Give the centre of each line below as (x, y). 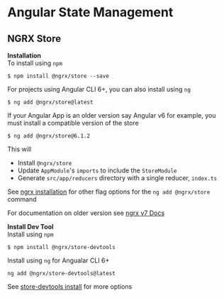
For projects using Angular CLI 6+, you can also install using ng (99, 89)
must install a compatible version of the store (73, 123)
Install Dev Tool (30, 227)
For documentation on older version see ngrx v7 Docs (86, 213)
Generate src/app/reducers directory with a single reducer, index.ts (117, 178)
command (22, 199)
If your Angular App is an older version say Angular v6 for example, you (112, 115)
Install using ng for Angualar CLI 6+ (58, 260)
